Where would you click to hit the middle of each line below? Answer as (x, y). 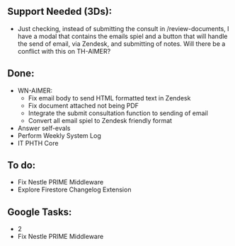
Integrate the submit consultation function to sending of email (118, 113)
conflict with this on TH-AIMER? (64, 51)
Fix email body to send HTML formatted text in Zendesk (109, 98)
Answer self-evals (44, 128)
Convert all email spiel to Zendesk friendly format (100, 120)
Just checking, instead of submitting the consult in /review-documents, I (123, 28)
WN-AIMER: (35, 90)
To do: (22, 165)
